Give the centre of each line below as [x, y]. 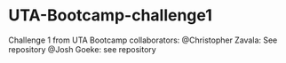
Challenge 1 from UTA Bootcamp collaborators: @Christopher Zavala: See [143, 40]
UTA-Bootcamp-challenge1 [110, 16]
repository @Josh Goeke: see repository [82, 49]
